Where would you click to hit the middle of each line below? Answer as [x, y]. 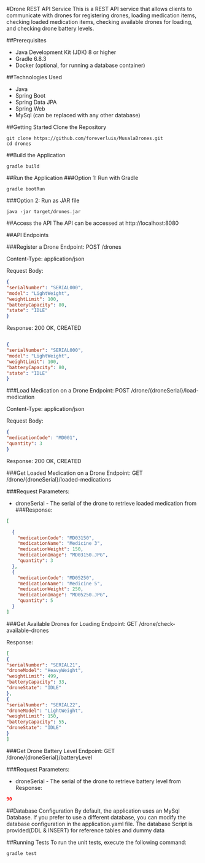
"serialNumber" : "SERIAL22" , [44, 705]
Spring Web [30, 109]
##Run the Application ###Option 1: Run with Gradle [72, 178]
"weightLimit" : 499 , [33, 676]
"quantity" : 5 [35, 601]
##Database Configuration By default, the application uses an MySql [93, 811]
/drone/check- [157, 623]
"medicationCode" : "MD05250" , [56, 578]
